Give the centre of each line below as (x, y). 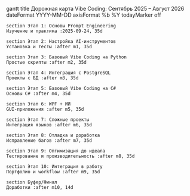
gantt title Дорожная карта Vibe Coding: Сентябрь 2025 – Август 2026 (95, 9)
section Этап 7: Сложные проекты (48, 120)
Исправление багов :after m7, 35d (49, 141)
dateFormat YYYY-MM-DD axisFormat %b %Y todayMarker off (84, 15)
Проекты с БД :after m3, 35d (42, 78)
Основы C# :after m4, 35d (38, 94)
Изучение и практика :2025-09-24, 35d (54, 31)
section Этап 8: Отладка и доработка (53, 135)
